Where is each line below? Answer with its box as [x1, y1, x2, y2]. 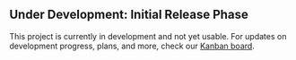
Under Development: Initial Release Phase [9, 7, 248, 22]
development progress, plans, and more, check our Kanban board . [9, 40, 256, 51]
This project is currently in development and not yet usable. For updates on [9, 30, 287, 41]
